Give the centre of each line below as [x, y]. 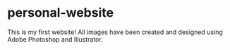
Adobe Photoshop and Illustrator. [55, 39]
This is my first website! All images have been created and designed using [115, 32]
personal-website [61, 13]
